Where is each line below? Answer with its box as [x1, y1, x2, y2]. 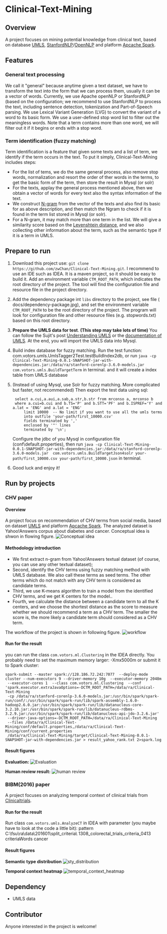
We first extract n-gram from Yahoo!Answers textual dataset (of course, [12, 556, 161, 562]
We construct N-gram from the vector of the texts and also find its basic [12, 200, 161, 206]
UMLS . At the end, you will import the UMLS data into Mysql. [12, 337, 137, 343]
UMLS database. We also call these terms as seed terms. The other [12, 572, 151, 578]
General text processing [5, 71, 65, 78]
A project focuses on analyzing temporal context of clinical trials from [5, 792, 148, 798]
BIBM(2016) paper [5, 781, 50, 788]
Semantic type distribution [5, 858, 62, 864]
